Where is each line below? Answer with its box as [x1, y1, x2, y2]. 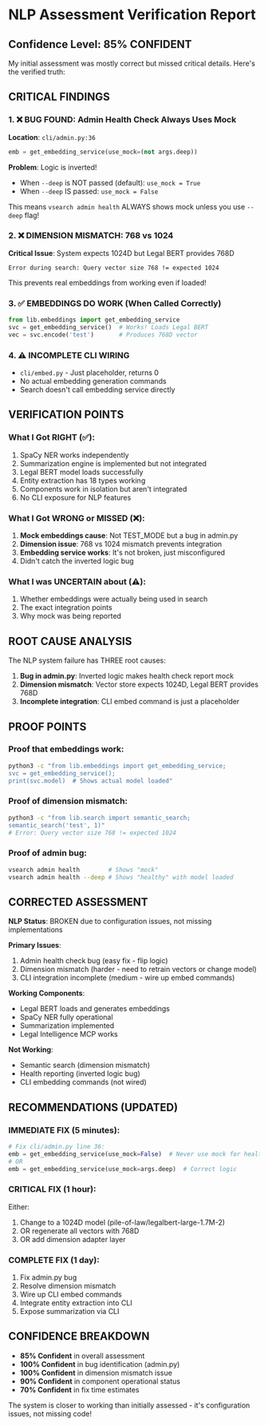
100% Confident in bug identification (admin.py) [19, 1359, 180, 1368]
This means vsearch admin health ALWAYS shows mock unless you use [8, 201, 246, 211]
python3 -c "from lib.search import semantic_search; [8, 814, 191, 822]
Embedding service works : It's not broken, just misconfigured [19, 548, 226, 557]
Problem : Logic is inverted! [8, 162, 97, 172]
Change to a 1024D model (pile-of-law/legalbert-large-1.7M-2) [19, 1217, 226, 1227]
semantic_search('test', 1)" [8, 821, 105, 829]
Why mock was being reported [19, 611, 122, 621]
